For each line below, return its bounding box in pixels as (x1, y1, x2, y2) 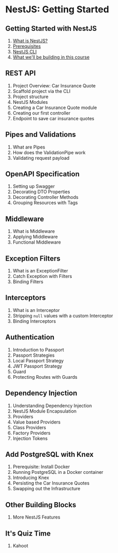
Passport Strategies (12, 352, 55, 358)
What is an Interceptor (12, 307, 60, 313)
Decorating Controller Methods (12, 194, 78, 200)
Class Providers (12, 424, 46, 430)
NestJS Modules (12, 99, 48, 105)
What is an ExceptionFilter (12, 268, 68, 274)
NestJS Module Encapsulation (12, 408, 77, 414)
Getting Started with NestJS (5, 24, 97, 33)
